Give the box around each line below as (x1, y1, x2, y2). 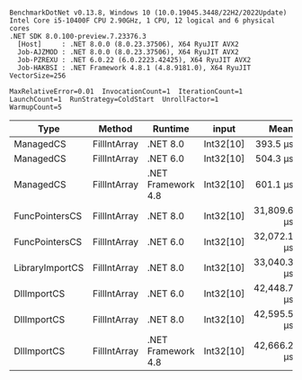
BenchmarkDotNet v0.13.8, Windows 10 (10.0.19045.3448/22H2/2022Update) (9, 8, 288, 17)
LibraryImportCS (13, 262, 84, 274)
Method (98, 122, 133, 135)
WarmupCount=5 (9, 103, 63, 112)
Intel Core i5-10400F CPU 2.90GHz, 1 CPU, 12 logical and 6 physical (9, 16, 276, 25)
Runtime (152, 122, 190, 135)
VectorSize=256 (9, 71, 67, 80)
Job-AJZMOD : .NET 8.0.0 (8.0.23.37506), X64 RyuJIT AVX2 (17, 48, 240, 57)
